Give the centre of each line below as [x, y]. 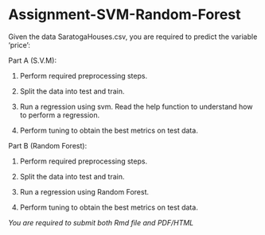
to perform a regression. [60, 115]
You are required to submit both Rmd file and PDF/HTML [101, 222]
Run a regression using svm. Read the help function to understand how [136, 106]
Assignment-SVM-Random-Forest [125, 15]
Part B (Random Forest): [48, 145]
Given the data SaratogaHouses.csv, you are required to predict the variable [133, 37]
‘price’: [19, 44]
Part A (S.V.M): [33, 60]
